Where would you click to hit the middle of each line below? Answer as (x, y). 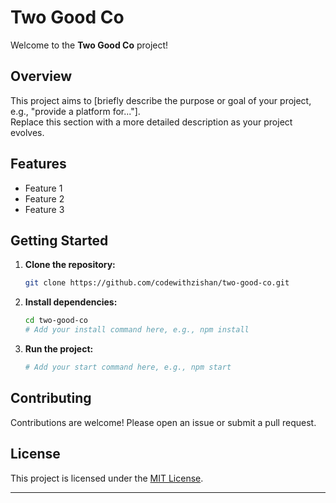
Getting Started (59, 240)
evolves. (27, 132)
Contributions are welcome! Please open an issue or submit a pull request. (163, 422)
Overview (41, 76)
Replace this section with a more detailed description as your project (151, 122)
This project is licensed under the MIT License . (107, 478)
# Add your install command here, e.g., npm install (137, 330)
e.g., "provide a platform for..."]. (75, 111)
